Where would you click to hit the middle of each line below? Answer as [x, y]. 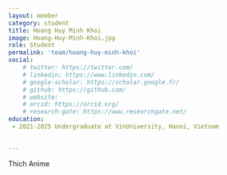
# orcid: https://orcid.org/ [71, 104]
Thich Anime [29, 163]
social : [21, 60]
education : [26, 119]
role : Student [32, 45]
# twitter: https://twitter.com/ [78, 68]
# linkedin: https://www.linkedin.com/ [89, 75]
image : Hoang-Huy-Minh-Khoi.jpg [62, 38]
